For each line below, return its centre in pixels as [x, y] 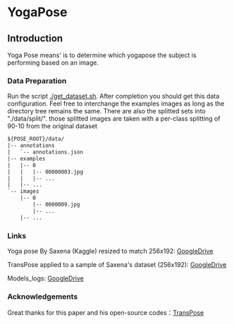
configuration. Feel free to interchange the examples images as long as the [116, 104]
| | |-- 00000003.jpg [45, 172]
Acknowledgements [43, 297]
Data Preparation [37, 80]
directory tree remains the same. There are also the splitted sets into [106, 111]
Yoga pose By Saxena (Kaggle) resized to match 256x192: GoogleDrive [110, 251]
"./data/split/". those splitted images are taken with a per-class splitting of [114, 119]
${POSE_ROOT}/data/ [36, 139]
